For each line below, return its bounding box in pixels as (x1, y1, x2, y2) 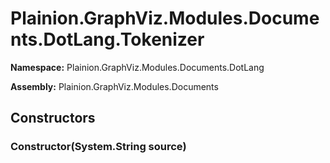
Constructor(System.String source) (10, 140, 187, 154)
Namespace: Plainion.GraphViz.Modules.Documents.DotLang (10, 61, 265, 73)
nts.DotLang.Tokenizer (10, 28, 205, 51)
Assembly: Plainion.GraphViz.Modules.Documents (10, 80, 219, 92)
